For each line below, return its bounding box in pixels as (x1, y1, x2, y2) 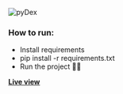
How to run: (8, 27, 55, 38)
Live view (8, 77, 40, 87)
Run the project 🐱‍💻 (19, 62, 82, 71)
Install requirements (19, 45, 85, 55)
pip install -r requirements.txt (19, 54, 115, 63)
